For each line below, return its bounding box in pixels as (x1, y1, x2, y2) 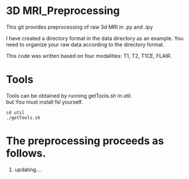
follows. (6, 147, 46, 160)
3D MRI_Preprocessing (6, 4, 120, 18)
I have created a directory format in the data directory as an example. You (6, 35, 184, 42)
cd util (6, 109, 25, 115)
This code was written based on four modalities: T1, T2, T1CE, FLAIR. (6, 52, 172, 59)
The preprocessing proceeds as (6, 135, 164, 147)
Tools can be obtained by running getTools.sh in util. (6, 92, 132, 99)
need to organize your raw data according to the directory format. (6, 41, 165, 48)
